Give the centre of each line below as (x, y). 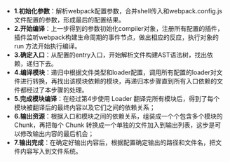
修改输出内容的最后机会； (57, 134)
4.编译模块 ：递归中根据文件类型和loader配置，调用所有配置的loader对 (115, 72)
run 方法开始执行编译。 (47, 46)
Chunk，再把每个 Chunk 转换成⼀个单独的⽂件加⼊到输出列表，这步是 (114, 125)
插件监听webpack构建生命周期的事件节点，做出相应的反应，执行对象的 (116, 37)
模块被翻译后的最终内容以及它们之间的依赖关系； (84, 107)
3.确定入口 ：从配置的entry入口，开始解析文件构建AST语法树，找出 (110, 55)
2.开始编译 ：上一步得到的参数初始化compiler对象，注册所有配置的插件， (119, 28)
